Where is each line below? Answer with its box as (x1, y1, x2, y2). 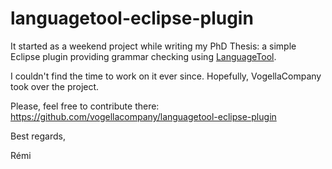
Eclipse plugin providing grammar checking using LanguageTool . (10, 50, 277, 62)
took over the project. (10, 80, 100, 92)
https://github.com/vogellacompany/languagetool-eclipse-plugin (10, 110, 277, 122)
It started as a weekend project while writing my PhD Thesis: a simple (10, 40, 297, 52)
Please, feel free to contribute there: (10, 100, 160, 112)
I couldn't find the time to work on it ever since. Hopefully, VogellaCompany (10, 70, 322, 82)
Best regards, (10, 130, 66, 142)
